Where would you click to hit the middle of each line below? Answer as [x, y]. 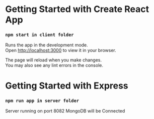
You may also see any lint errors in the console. [54, 65]
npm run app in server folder [42, 100]
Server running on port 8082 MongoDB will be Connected [65, 110]
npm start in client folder [40, 35]
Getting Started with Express [67, 85]
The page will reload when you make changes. [54, 60]
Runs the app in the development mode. [47, 45]
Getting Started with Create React [77, 9]
